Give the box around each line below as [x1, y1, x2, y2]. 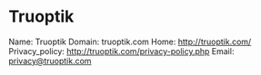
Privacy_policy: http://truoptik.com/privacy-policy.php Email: [8, 45, 235, 56]
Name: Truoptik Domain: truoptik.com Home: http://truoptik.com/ [8, 36, 252, 47]
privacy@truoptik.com [8, 55, 92, 66]
